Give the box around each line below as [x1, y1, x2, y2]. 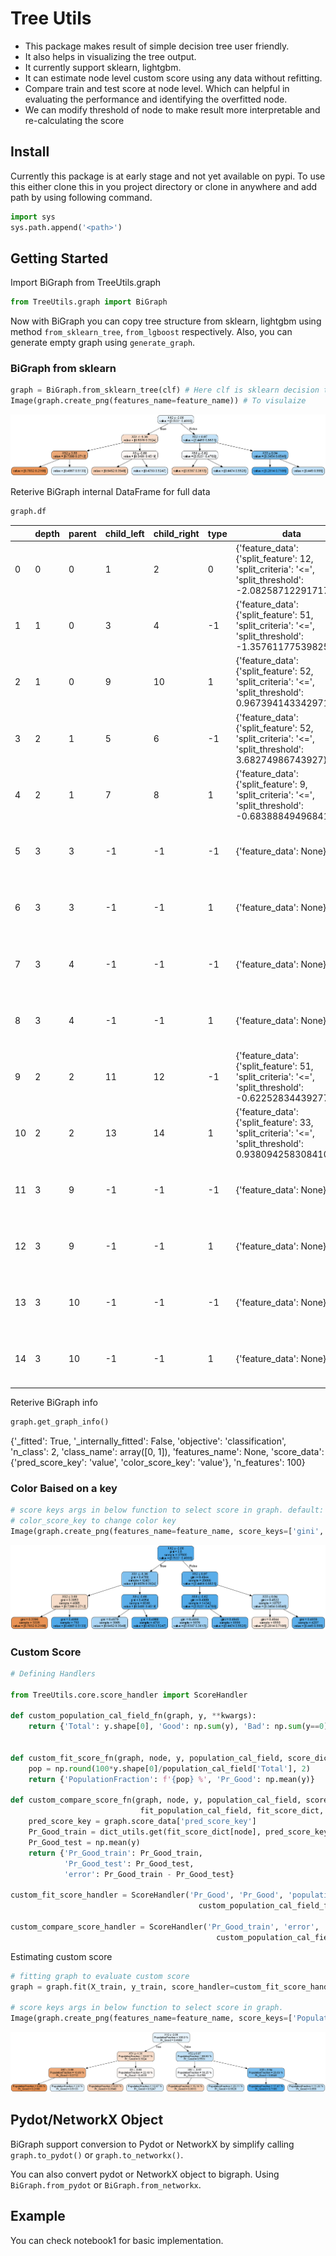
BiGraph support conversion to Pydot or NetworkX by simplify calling [10, 2138, 295, 2150]
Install [10, 143, 50, 161]
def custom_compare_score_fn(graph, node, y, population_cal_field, [10, 1795, 302, 1806]
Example [10, 2208, 66, 2225]
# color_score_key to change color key [10, 1515, 177, 1526]
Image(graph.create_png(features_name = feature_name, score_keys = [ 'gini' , [10, 1526, 325, 1536]
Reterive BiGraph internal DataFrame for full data [10, 486, 211, 498]
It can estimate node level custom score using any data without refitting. [24, 72, 323, 84]
